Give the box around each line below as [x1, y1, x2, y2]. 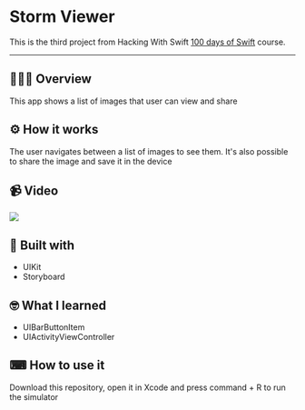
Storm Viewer [9, 6, 115, 27]
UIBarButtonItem [22, 322, 85, 333]
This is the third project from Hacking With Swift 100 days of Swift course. [9, 36, 286, 47]
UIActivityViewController [22, 332, 115, 342]
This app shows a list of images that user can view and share [9, 95, 238, 106]
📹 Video [9, 183, 59, 198]
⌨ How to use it [9, 357, 105, 374]
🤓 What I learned [9, 297, 107, 313]
